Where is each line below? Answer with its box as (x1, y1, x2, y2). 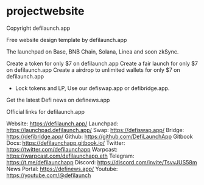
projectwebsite (6, 4, 85, 18)
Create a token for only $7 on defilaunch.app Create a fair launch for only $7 (6, 60, 198, 67)
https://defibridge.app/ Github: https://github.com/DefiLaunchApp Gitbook (6, 133, 193, 140)
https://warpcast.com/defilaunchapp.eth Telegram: (6, 152, 135, 159)
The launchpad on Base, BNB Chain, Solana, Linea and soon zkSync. (6, 47, 179, 55)
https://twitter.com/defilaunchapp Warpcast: (6, 145, 118, 153)
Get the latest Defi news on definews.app (6, 96, 110, 103)
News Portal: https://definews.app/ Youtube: (6, 165, 118, 172)
